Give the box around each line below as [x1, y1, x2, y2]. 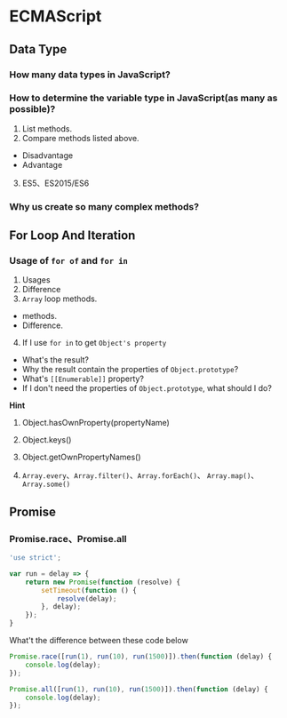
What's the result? [21, 355, 89, 365]
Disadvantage [21, 149, 74, 161]
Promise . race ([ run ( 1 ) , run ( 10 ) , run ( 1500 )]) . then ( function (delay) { [9, 652, 273, 661]
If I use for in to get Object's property [21, 338, 167, 348]
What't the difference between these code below [9, 635, 188, 646]
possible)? [9, 103, 56, 116]
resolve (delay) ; [56, 594, 117, 603]
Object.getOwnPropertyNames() [21, 451, 141, 463]
